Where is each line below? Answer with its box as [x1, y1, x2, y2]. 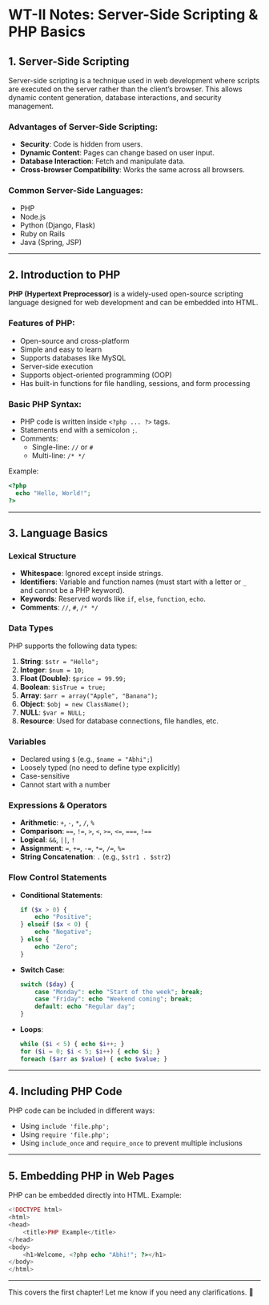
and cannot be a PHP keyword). [19, 586, 126, 595]
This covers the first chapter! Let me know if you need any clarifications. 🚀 [8, 1287, 254, 1297]
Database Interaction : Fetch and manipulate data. [19, 156, 186, 166]
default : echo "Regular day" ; [34, 1003, 135, 1011]
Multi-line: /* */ [31, 451, 86, 460]
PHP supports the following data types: [8, 641, 138, 650]
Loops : [19, 1025, 44, 1034]
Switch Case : [19, 965, 66, 974]
